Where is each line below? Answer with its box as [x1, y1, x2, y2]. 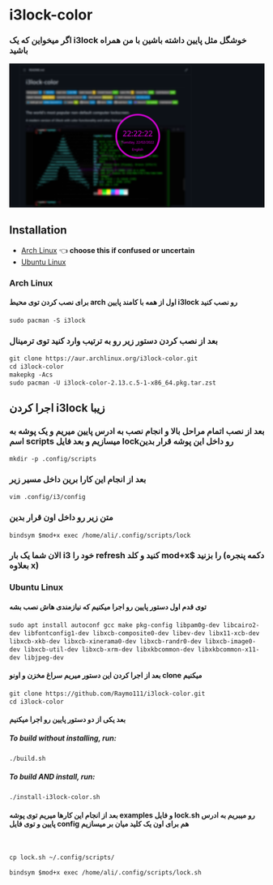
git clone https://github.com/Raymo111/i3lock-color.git [9, 690, 206, 698]
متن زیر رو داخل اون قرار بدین [9, 512, 113, 523]
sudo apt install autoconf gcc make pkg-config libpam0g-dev [9, 621, 220, 629]
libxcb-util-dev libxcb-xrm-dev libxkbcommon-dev [23, 645, 195, 654]
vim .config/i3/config [9, 493, 86, 501]
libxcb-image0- [204, 637, 256, 646]
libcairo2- [223, 621, 260, 629]
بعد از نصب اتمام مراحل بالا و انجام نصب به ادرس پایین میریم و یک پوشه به [9, 425, 265, 436]
